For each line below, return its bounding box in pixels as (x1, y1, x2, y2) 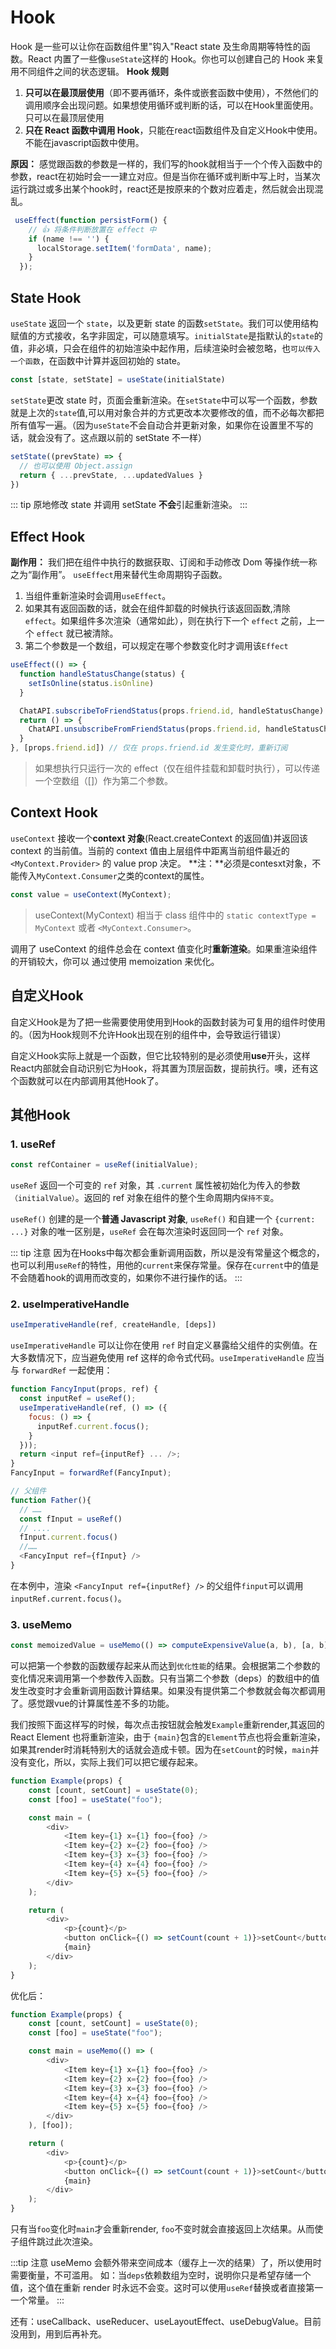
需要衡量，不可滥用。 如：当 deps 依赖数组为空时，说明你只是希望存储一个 (10, 2269, 312, 2281)
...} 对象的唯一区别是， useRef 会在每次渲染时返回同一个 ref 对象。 (10, 1226, 289, 1238)
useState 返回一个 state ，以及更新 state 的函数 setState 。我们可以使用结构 (10, 317, 319, 329)
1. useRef (10, 1137, 56, 1151)
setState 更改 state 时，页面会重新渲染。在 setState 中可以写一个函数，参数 (10, 394, 318, 406)
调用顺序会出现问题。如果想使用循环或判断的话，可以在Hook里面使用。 (24, 99, 319, 111)
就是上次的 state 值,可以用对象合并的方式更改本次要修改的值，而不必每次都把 (10, 406, 325, 418)
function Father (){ (10, 1495, 92, 1505)
